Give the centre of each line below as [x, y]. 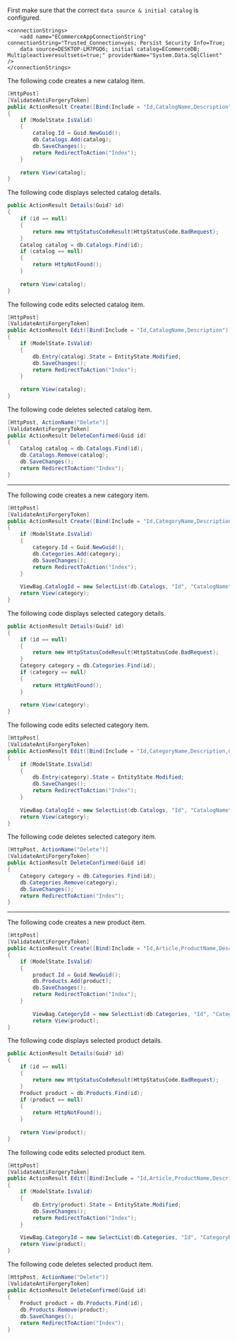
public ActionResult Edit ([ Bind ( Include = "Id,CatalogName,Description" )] [120, 330]
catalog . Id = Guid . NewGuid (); [77, 133]
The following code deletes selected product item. [80, 1264]
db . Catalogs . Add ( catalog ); [72, 140]
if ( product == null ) [51, 1100]
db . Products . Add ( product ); [72, 981]
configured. [24, 18]
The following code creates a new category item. [78, 495]
